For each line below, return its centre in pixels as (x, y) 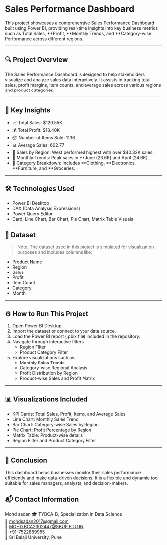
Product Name (27, 262)
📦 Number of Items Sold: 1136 (43, 137)
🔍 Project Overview (37, 60)
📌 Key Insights (28, 110)
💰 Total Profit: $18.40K (36, 130)
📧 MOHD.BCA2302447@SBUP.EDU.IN (44, 527)
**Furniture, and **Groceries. (44, 168)
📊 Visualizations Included (46, 400)
